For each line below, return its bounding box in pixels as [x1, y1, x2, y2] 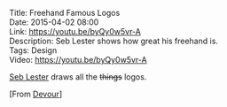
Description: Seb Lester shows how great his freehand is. [9, 35, 219, 46]
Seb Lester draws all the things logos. [9, 72, 147, 82]
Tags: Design [9, 45, 58, 56]
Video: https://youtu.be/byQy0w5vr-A [9, 55, 148, 65]
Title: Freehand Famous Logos [9, 8, 121, 18]
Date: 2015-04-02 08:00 [9, 17, 99, 27]
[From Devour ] [9, 88, 63, 99]
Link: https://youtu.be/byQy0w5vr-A [9, 27, 142, 36]
